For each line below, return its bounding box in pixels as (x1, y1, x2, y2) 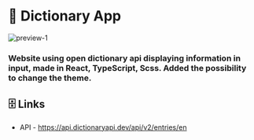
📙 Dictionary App (8, 7, 122, 25)
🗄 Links (8, 98, 46, 111)
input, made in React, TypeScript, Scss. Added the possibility (8, 62, 247, 73)
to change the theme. (8, 72, 92, 83)
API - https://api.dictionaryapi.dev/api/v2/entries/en (19, 122, 187, 132)
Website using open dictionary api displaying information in (8, 53, 241, 64)
